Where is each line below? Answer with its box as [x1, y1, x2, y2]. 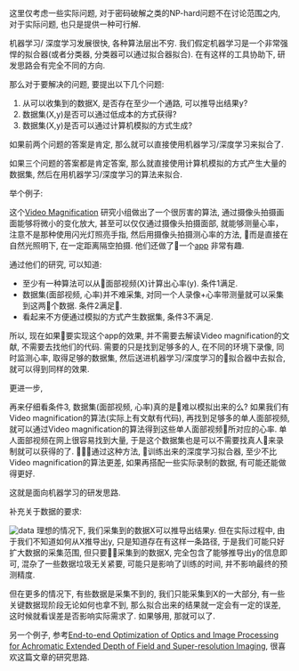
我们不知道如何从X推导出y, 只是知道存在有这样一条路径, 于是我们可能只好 [16, 537, 285, 546]
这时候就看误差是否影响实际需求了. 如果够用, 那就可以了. [9, 610, 215, 621]
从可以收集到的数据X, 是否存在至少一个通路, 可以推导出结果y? [21, 98, 248, 109]
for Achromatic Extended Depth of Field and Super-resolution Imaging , [9, 641, 269, 651]
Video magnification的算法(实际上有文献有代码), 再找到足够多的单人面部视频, [9, 413, 290, 423]
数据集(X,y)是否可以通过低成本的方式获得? [21, 109, 177, 119]
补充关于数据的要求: [9, 506, 83, 516]
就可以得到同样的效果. [9, 364, 91, 374]
